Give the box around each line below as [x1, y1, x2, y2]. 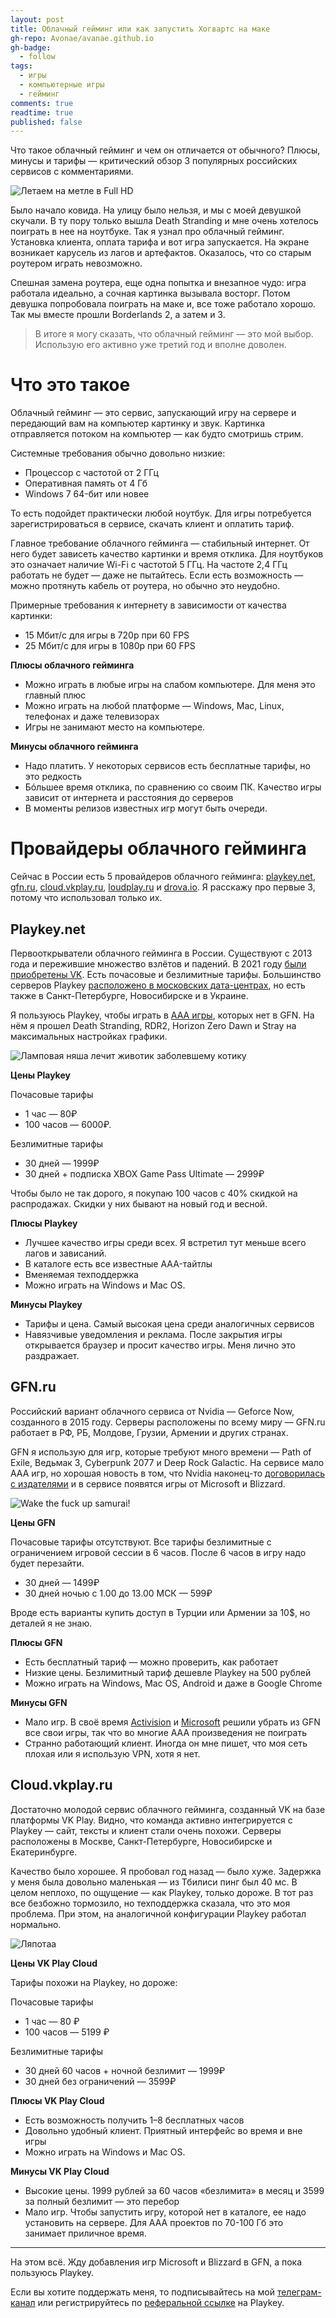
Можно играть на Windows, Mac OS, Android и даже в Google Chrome [24, 1677, 323, 1689]
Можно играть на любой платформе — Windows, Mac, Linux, [24, 700, 285, 712]
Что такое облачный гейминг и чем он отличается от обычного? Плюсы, [10, 144, 321, 156]
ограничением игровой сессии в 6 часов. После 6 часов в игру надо [10, 1546, 307, 1558]
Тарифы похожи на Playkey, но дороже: [10, 1976, 178, 1988]
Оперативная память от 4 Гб [24, 477, 148, 490]
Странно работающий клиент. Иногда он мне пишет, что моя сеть [24, 1737, 308, 1749]
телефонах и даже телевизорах [24, 711, 160, 723]
